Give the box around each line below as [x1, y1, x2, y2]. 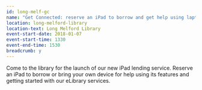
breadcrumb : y [6, 48, 42, 54]
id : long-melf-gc [6, 8, 50, 15]
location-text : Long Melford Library [6, 25, 101, 32]
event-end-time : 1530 [6, 43, 61, 49]
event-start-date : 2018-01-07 [6, 31, 82, 37]
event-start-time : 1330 [6, 37, 66, 43]
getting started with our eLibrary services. [6, 77, 111, 84]
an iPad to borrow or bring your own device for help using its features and [6, 70, 189, 78]
